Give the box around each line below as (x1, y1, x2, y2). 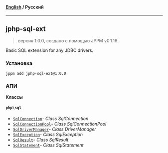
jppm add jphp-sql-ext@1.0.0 (5, 71, 66, 76)
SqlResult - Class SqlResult (12, 137, 69, 143)
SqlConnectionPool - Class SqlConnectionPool (12, 121, 107, 127)
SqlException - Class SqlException (12, 131, 83, 137)
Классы (5, 94, 23, 100)
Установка (5, 60, 33, 67)
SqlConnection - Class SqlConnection (12, 115, 89, 122)
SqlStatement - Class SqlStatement (12, 142, 84, 148)
